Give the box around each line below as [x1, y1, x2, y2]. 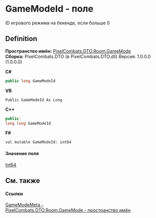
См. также [5, 176, 41, 185]
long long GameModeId [5, 121, 51, 126]
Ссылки [5, 191, 23, 197]
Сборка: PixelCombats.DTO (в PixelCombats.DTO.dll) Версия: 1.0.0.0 [5, 53, 151, 59]
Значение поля [5, 150, 39, 156]
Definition [5, 34, 37, 43]
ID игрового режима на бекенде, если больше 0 [5, 20, 110, 26]
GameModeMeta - [5, 202, 44, 208]
